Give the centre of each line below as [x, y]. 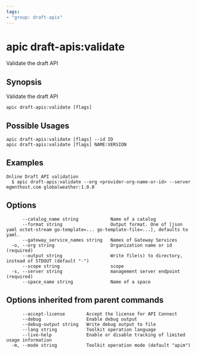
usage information [29, 340]
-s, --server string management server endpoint [96, 271]
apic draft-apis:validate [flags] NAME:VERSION [67, 145]
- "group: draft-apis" [34, 17]
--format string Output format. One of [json [102, 224]
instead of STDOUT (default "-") [48, 261]
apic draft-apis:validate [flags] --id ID [60, 140]
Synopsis [24, 82]
